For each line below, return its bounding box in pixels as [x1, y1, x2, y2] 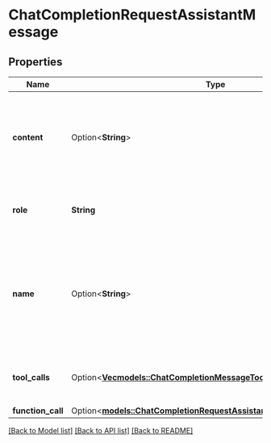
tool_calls [12, 372, 51, 382]
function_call [12, 405, 64, 416]
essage [8, 23, 59, 41]
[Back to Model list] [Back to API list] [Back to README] [8, 426, 194, 435]
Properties [8, 55, 63, 69]
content [12, 132, 44, 143]
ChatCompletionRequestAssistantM [8, 6, 256, 24]
